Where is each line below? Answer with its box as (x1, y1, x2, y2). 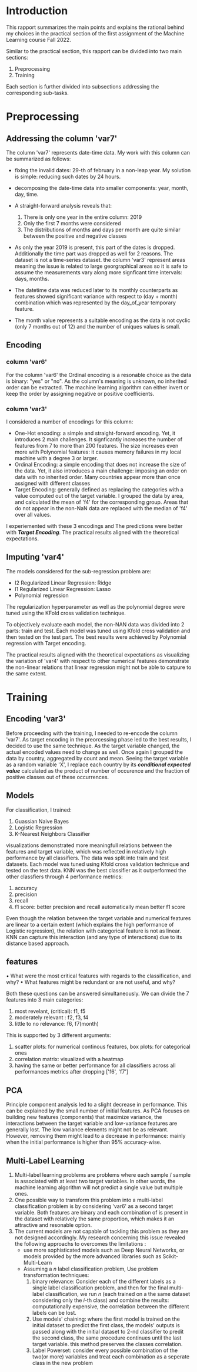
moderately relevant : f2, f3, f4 (14, 1014, 89, 1021)
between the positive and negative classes (23, 232, 127, 239)
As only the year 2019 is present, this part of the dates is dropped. (14, 244, 175, 251)
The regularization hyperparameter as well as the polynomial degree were (6, 603, 185, 610)
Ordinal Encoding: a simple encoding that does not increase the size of (14, 461, 186, 468)
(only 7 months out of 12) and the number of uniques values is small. (14, 323, 181, 330)
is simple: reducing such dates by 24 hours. (14, 173, 121, 180)
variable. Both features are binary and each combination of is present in (14, 1209, 189, 1216)
